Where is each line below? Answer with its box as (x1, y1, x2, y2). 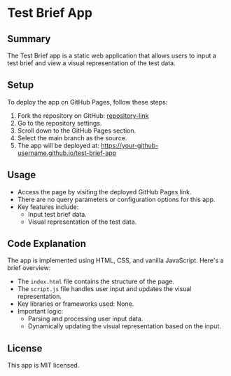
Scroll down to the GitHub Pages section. (17, 126, 136, 135)
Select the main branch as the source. (17, 133, 127, 142)
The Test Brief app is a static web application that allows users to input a (7, 51, 217, 60)
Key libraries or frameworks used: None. (17, 300, 134, 308)
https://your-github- (100, 141, 159, 149)
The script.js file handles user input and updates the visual (17, 285, 192, 293)
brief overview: (7, 264, 51, 272)
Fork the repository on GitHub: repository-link (17, 111, 149, 120)
